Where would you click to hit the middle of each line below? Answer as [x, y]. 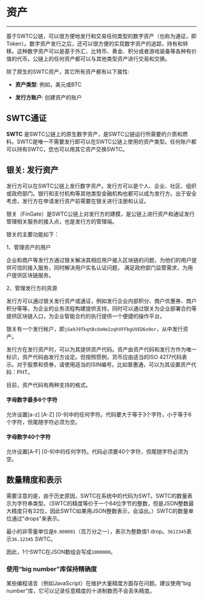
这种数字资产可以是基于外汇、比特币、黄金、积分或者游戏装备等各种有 [104, 51]
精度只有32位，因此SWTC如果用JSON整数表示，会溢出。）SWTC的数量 [100, 511]
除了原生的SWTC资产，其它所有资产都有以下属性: [68, 71]
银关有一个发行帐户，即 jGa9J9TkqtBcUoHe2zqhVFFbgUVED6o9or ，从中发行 [95, 329]
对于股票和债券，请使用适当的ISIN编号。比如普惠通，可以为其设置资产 [104, 364]
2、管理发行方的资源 [32, 288]
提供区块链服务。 [33, 275]
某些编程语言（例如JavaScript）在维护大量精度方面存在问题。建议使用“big [99, 583]
